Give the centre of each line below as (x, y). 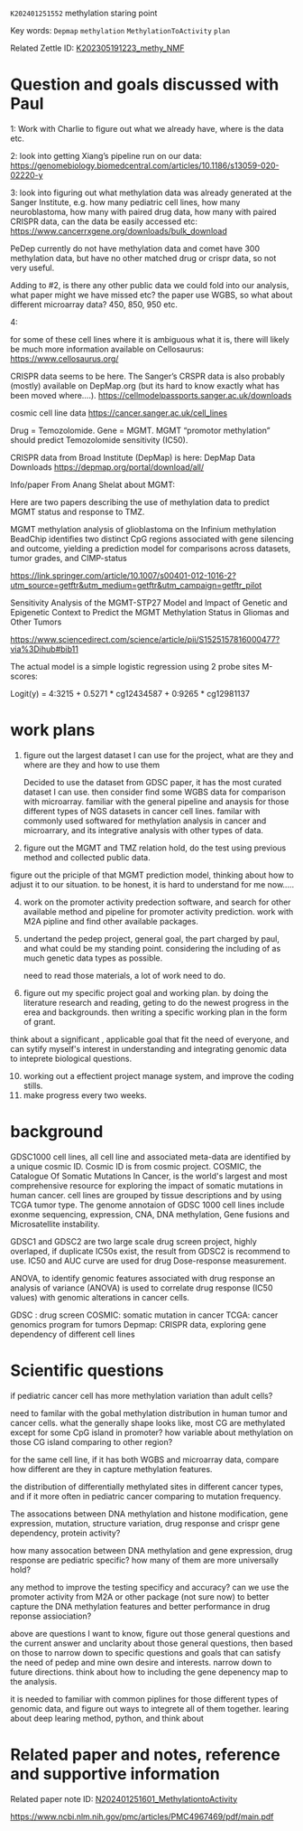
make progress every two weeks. (85, 1095)
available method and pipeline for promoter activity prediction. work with (158, 911)
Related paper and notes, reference (145, 1755)
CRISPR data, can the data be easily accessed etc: (104, 221)
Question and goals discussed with (145, 85)
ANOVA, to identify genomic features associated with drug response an (143, 1278)
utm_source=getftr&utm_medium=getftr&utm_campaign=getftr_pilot (136, 585)
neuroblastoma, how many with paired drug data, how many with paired (144, 211)
